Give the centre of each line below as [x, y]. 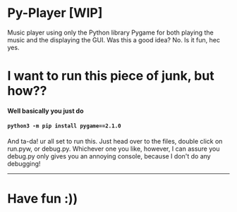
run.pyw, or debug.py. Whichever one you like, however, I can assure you [114, 149]
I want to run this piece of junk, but [111, 76]
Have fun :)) [43, 199]
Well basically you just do [45, 111]
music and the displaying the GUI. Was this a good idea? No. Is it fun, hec [114, 39]
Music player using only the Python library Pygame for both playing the [110, 32]
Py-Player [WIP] [55, 13]
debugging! [24, 163]
